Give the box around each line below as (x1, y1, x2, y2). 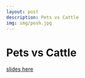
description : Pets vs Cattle (6, 14, 79, 20)
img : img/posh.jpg (6, 20, 52, 26)
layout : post (6, 8, 39, 15)
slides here (6, 65, 34, 73)
